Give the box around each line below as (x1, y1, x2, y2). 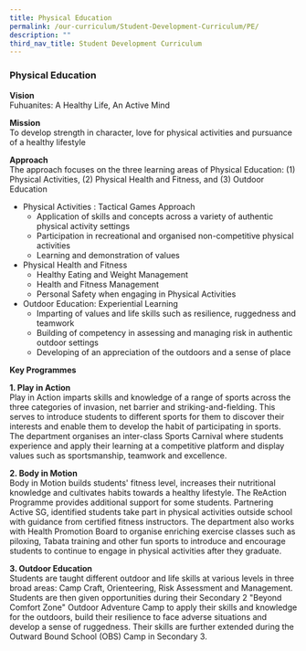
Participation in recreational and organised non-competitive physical (36, 230, 294, 241)
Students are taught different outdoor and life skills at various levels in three (9, 572, 295, 583)
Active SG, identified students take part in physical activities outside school (9, 506, 293, 517)
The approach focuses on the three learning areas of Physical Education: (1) (9, 163, 296, 174)
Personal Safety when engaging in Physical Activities (36, 289, 237, 299)
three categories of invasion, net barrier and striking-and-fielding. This (9, 401, 276, 412)
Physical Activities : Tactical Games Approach (22, 201, 195, 212)
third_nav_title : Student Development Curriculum (9, 38, 203, 48)
